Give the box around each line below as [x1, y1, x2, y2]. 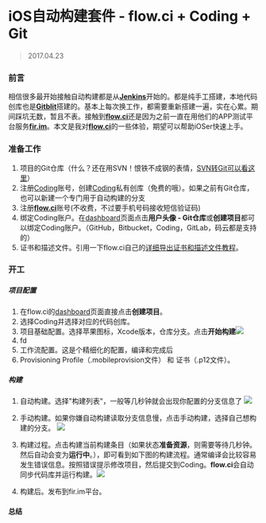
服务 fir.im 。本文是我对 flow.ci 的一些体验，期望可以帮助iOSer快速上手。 [14, 122, 248, 131]
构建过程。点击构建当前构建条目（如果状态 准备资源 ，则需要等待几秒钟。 [19, 440, 256, 450]
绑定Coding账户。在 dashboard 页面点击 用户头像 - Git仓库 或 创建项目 [19, 212, 241, 223]
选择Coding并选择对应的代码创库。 [19, 317, 135, 327]
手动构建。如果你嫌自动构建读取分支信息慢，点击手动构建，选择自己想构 [19, 413, 256, 423]
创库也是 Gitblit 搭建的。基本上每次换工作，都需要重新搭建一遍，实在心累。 [8, 102, 252, 111]
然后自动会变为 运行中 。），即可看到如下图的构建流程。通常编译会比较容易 [19, 450, 256, 459]
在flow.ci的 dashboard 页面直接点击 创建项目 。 [19, 307, 168, 316]
